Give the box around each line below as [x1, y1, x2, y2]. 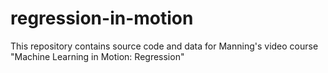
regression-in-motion [10, 7, 194, 30]
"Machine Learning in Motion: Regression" [10, 50, 185, 62]
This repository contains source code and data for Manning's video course [10, 40, 319, 52]
